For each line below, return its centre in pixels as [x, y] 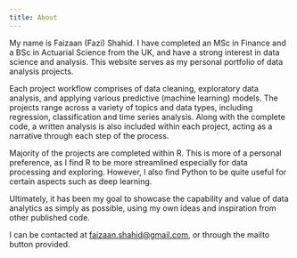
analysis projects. [41, 71]
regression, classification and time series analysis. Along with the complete [147, 117]
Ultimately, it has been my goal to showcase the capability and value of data [149, 198]
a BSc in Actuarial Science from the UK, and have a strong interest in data [144, 52]
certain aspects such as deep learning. [81, 181]
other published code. [50, 217]
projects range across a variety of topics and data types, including [131, 107]
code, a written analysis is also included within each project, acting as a [141, 126]
